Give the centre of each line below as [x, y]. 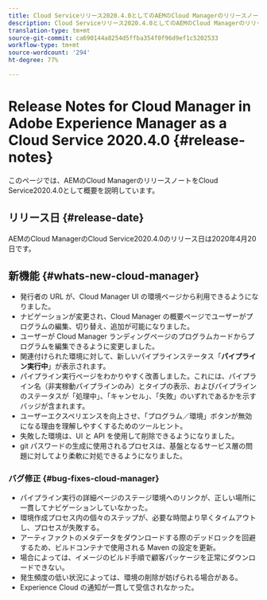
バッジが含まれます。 [54, 406]
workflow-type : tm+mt [44, 45]
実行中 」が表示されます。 [68, 367]
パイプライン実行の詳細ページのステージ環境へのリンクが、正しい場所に [138, 497]
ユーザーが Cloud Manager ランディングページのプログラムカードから [133, 336]
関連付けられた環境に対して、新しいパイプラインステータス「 [120, 356]
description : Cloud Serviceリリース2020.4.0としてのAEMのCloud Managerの [126, 23]
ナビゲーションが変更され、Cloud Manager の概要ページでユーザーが [133, 316]
